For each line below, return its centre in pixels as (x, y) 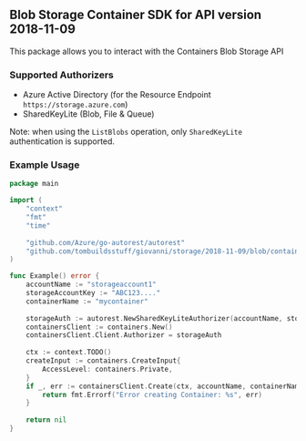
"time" (38, 226)
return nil (46, 420)
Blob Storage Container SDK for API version (136, 15)
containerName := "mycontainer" (87, 301)
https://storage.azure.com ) (75, 105)
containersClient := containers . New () (99, 327)
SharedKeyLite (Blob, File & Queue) (88, 114)
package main (34, 184)
